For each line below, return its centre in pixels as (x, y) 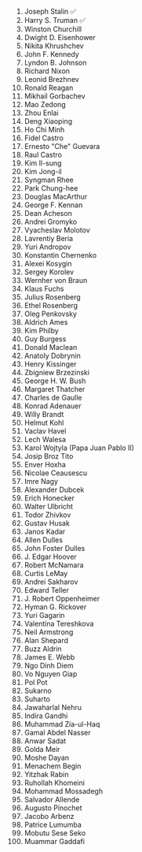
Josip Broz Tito (49, 456)
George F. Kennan (53, 205)
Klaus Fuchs (44, 288)
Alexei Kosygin (48, 264)
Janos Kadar (45, 532)
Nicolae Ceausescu (56, 473)
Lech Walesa (45, 439)
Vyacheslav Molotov (57, 230)
